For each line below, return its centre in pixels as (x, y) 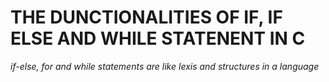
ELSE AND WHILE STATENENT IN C (158, 38)
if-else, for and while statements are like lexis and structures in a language (165, 66)
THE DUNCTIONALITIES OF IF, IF (146, 17)
